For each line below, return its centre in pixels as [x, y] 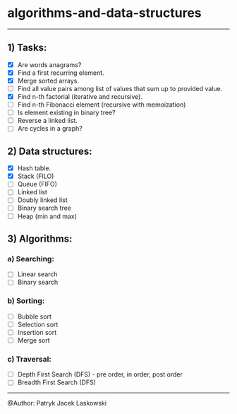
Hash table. [34, 168]
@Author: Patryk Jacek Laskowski [57, 403]
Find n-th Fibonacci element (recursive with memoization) [102, 105]
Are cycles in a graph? [50, 129]
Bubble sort [34, 317]
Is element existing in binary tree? [66, 113]
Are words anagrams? [49, 64]
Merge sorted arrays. [48, 81]
